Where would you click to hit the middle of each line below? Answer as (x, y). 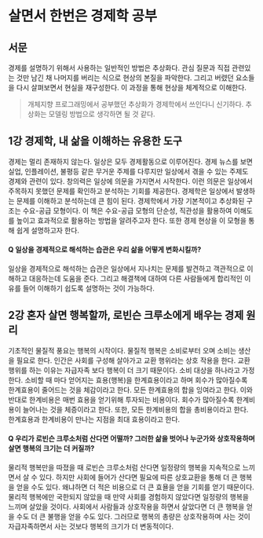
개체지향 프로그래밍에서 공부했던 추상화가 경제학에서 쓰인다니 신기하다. (135, 104)
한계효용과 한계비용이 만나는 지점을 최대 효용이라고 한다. (94, 419)
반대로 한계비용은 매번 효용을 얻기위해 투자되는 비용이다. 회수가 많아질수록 (121, 399)
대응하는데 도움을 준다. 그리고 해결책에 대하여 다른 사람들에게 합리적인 (136, 279)
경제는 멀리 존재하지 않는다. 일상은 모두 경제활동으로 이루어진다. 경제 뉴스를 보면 (131, 161)
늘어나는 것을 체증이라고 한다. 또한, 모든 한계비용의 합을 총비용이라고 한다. (135, 409)
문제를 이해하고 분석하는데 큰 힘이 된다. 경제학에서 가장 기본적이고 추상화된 (130, 200)
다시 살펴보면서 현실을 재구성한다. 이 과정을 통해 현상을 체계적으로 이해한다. (131, 88)
